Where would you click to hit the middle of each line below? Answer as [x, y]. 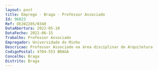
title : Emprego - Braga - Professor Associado [55, 14]
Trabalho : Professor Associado [38, 38]
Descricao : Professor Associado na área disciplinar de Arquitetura [79, 47]
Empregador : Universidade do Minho [43, 42]
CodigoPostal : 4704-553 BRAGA [37, 51]
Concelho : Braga [22, 56]
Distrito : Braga [22, 61]
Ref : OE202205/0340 [26, 24]
